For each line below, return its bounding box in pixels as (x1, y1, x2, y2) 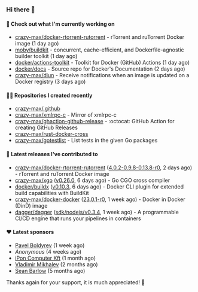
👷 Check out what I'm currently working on (6, 20, 115, 28)
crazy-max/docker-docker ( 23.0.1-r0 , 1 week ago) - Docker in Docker (14, 196, 185, 203)
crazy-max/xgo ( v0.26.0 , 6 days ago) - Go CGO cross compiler (14, 177, 170, 184)
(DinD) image (14, 202, 48, 209)
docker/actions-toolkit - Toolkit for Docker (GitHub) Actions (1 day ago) (14, 59, 190, 66)
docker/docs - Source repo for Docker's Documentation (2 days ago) (14, 65, 185, 72)
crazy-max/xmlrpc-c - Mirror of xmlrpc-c (14, 111, 117, 118)
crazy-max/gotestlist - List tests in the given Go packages (14, 137, 158, 144)
